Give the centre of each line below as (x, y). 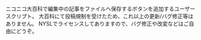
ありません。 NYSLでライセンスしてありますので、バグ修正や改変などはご (97, 24)
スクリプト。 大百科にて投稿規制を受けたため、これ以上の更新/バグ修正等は (100, 16)
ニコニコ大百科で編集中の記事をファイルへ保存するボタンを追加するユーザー (100, 9)
